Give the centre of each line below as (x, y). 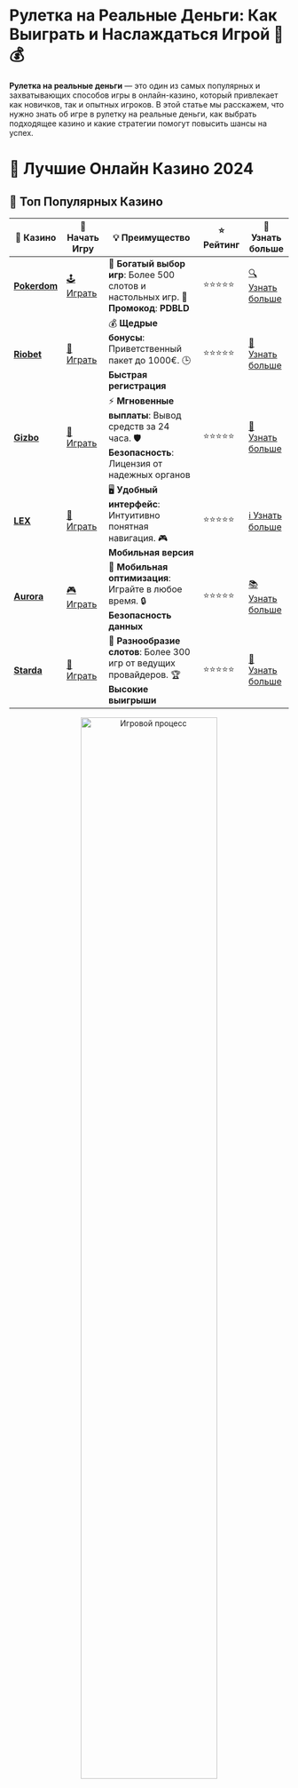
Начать (83, 237)
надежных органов (149, 475)
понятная (128, 526)
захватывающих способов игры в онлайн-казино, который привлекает (144, 95)
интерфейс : (134, 504)
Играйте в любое (145, 589)
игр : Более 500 (141, 275)
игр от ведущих (141, 663)
